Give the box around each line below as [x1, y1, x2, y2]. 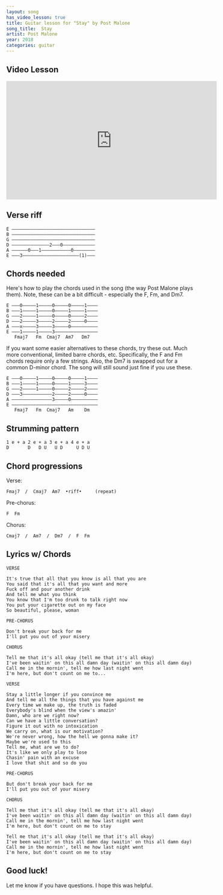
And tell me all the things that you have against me [6, 697, 144, 703]
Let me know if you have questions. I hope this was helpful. [6, 882, 153, 889]
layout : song [6, 8, 39, 15]
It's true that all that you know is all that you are [6, 576, 147, 582]
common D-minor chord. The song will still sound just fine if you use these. [6, 364, 192, 371]
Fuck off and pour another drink [6, 586, 90, 592]
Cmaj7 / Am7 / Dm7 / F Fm [6, 533, 90, 539]
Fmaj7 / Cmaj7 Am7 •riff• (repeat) [6, 488, 117, 494]
